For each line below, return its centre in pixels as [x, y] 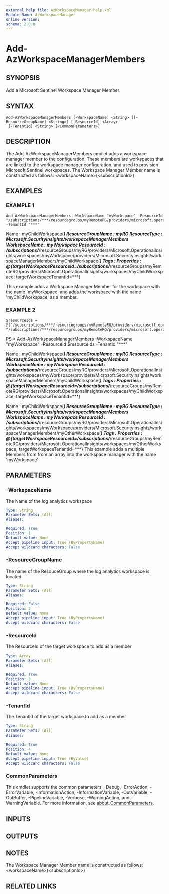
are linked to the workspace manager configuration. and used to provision [82, 165]
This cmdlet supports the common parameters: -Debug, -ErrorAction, [77, 787]
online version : [23, 19]
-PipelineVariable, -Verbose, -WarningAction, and [79, 797]
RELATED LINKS [31, 886]
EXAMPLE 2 [21, 310]
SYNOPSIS [23, 78]
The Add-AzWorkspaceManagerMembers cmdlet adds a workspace [76, 153]
